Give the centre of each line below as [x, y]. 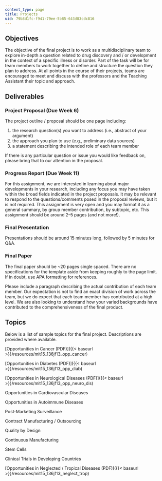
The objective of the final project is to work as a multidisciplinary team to [78, 50]
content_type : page [25, 10]
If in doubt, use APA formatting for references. [51, 277]
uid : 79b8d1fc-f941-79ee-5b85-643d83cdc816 [50, 19]
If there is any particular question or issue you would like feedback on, [75, 155]
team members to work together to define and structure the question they [79, 66]
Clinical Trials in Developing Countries [43, 459]
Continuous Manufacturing [32, 440]
